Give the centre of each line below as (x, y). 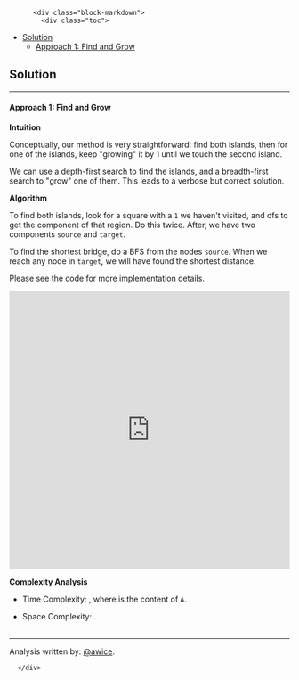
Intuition (25, 127)
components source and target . (68, 234)
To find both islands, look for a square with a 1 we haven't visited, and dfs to (149, 216)
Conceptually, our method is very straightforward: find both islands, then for (149, 145)
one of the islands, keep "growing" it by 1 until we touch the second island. (146, 154)
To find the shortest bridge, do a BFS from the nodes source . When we (138, 252)
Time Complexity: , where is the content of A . (104, 599)
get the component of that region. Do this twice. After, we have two (133, 225)
